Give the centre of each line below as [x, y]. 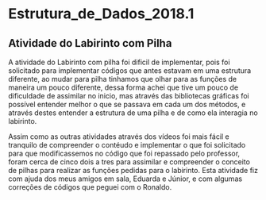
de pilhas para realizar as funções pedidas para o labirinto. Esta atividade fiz [133, 170]
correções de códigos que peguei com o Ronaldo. [90, 187]
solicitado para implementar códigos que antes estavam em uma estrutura [130, 71]
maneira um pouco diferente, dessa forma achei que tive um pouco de [123, 87]
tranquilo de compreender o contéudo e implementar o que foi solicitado [127, 145]
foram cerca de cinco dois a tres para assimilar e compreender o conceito [129, 162]
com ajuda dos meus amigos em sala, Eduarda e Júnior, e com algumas [125, 179]
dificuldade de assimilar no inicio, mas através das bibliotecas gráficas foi [129, 96]
